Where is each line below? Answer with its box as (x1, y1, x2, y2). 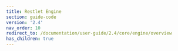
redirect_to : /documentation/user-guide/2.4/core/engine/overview (6, 30, 172, 36)
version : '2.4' (6, 19, 43, 25)
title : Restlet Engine (6, 8, 62, 15)
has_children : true (6, 36, 54, 42)
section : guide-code (6, 14, 57, 20)
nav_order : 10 (6, 25, 41, 31)
